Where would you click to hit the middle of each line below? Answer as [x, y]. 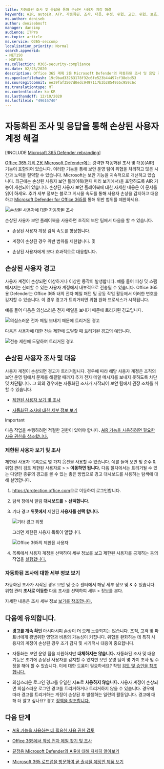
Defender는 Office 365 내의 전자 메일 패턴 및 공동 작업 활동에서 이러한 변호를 [84, 293]
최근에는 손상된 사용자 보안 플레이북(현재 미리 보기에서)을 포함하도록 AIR [84, 181]
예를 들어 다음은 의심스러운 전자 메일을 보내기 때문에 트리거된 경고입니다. [74, 310]
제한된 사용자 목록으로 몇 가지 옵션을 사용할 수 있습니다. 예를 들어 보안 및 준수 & [81, 462]
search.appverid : [23, 50]
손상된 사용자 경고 [30, 268]
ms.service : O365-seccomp [31, 42]
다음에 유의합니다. [31, 618]
